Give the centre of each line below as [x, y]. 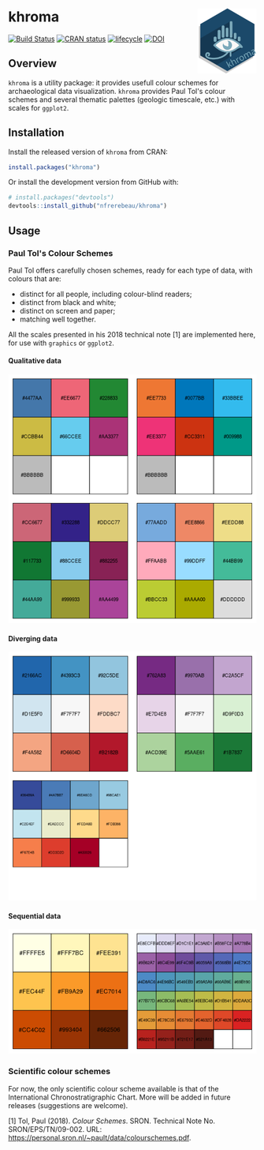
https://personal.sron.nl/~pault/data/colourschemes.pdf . [100, 1137]
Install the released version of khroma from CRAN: [88, 152]
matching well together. [58, 319]
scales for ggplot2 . [39, 107]
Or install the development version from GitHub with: [93, 182]
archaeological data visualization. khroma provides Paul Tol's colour [117, 91]
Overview [33, 64]
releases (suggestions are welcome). [68, 1105]
